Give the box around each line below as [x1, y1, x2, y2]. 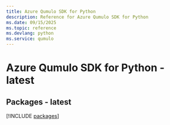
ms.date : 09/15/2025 [6, 19, 57, 25]
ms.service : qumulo [6, 36, 54, 42]
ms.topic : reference [6, 25, 57, 31]
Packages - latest [6, 97, 72, 107]
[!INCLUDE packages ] [6, 113, 59, 119]
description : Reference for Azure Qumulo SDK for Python [6, 14, 149, 20]
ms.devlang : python [6, 31, 54, 36]
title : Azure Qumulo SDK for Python [6, 8, 96, 15]
